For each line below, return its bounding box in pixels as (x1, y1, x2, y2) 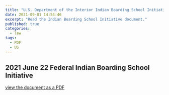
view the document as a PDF (5, 84, 65, 90)
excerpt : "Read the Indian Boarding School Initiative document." (5, 17, 147, 22)
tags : (5, 36, 17, 41)
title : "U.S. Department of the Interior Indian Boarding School (5, 7, 145, 13)
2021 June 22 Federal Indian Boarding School (5, 63, 150, 72)
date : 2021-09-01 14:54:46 (5, 12, 62, 17)
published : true (5, 21, 39, 27)
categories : (5, 26, 30, 31)
